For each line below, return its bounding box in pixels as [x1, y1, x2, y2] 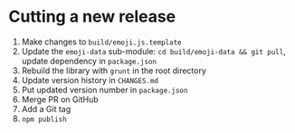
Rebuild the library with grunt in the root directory [21, 65, 207, 76]
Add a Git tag [21, 103, 71, 114]
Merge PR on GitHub [21, 93, 99, 105]
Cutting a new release [8, 6, 176, 27]
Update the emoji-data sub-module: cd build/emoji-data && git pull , [21, 45, 286, 56]
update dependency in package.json [21, 55, 157, 66]
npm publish [21, 115, 67, 124]
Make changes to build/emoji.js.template [21, 36, 182, 47]
